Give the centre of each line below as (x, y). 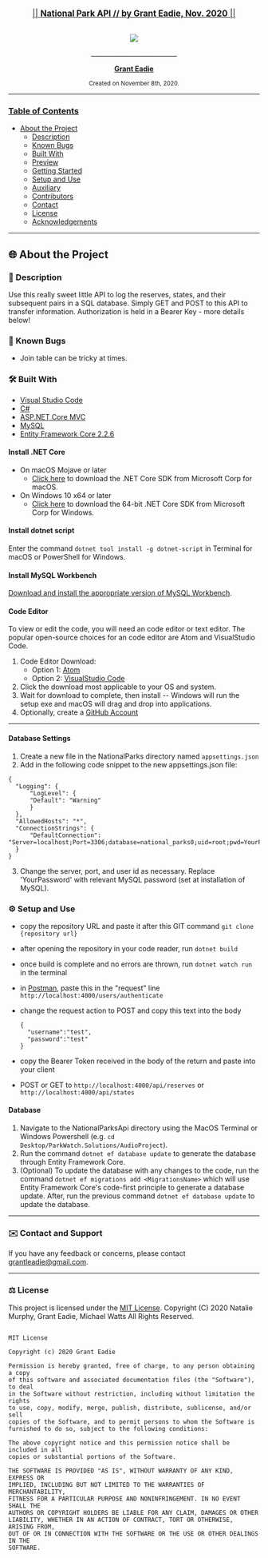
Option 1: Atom (56, 670)
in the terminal (43, 972)
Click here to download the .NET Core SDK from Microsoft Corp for (142, 478)
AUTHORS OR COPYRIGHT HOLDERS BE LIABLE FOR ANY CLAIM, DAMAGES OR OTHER (134, 1512)
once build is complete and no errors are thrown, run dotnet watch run (136, 964)
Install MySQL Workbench (53, 575)
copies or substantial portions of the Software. (93, 1456)
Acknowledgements (65, 222)
